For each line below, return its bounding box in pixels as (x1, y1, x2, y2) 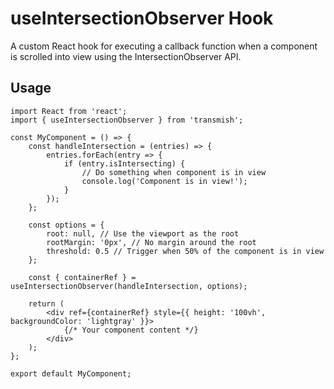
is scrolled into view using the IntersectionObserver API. (10, 50, 242, 62)
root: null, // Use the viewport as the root (46, 228, 240, 239)
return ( (28, 298, 65, 309)
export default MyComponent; (10, 368, 132, 379)
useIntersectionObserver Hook (10, 7, 274, 30)
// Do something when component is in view (81, 167, 267, 177)
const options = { (28, 220, 105, 230)
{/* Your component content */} (63, 325, 199, 335)
